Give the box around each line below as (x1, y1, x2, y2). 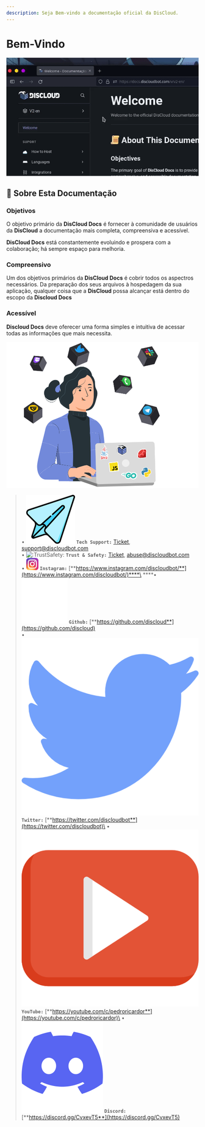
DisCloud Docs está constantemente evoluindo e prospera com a (6, 239, 171, 246)
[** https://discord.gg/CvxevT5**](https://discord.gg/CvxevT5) (21, 1114, 180, 1121)
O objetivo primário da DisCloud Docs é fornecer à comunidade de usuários (6, 220, 198, 228)
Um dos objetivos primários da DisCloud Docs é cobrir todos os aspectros (6, 274, 194, 281)
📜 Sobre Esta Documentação (6, 188, 117, 198)
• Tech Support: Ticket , (21, 538, 131, 545)
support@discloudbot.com (21, 545, 88, 552)
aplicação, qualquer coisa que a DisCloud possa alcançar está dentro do (6, 288, 190, 295)
